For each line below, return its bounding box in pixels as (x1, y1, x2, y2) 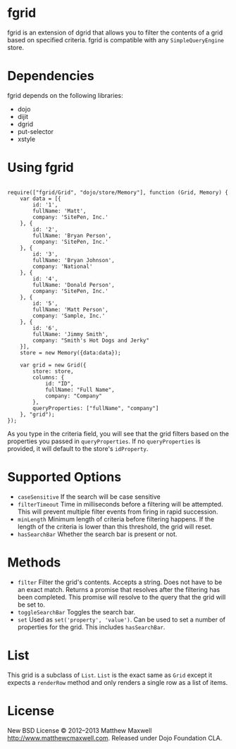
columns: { (32, 373, 65, 381)
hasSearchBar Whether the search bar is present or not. (17, 530, 178, 538)
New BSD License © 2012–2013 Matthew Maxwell (7, 726, 152, 734)
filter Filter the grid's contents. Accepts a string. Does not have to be (17, 578, 223, 586)
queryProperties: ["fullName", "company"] (32, 404, 159, 411)
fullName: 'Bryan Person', (32, 232, 112, 239)
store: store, (32, 368, 74, 375)
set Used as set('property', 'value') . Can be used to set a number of (17, 615, 225, 624)
